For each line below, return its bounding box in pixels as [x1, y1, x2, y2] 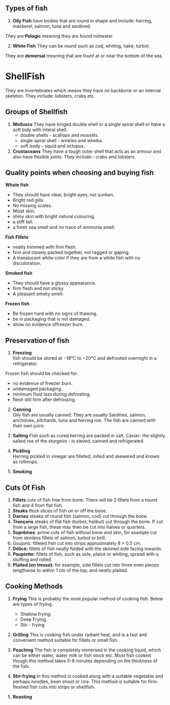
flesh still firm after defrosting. [12, 397, 76, 403]
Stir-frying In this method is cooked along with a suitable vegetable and [12, 673, 163, 679]
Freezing [12, 350, 32, 356]
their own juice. [12, 423, 45, 429]
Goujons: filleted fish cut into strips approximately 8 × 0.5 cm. [12, 540, 142, 546]
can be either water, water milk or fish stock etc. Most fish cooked [12, 652, 151, 658]
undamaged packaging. [12, 386, 62, 392]
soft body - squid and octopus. [20, 143, 85, 149]
